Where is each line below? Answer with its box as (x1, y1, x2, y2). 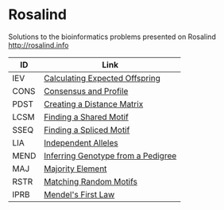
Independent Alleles (43, 137, 118, 148)
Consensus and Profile (43, 85, 129, 96)
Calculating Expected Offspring (43, 72, 161, 84)
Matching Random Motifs (43, 176, 137, 187)
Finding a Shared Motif (43, 111, 129, 122)
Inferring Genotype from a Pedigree (43, 150, 177, 161)
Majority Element (43, 163, 107, 174)
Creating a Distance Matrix (43, 98, 144, 109)
